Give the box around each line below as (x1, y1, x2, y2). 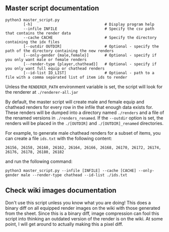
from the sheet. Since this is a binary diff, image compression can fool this (5, 210, 159, 216)
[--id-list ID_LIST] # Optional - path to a (23, 70, 155, 75)
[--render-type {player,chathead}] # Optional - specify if (23, 62, 157, 67)
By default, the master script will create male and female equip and (5, 98, 145, 105)
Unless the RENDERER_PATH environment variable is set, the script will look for (5, 83, 163, 90)
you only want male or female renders (5, 57, 87, 62)
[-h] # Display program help (23, 22, 155, 27)
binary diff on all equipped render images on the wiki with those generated (5, 205, 160, 211)
